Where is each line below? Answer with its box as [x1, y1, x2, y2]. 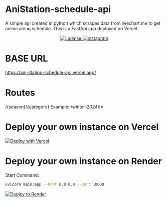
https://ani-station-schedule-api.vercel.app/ [5, 69, 96, 75]
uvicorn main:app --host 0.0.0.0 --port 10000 [5, 182, 104, 187]
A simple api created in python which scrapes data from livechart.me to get [5, 20, 161, 26]
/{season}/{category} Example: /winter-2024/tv [5, 104, 104, 110]
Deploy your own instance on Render [5, 155, 162, 167]
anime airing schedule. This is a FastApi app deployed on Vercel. [5, 25, 139, 31]
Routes [5, 87, 35, 98]
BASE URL [5, 53, 48, 64]
